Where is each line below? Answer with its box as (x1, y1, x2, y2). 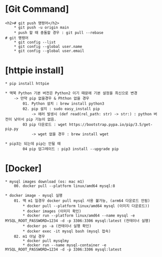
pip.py (5, 126, 19, 131)
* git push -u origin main (14, 25, 69, 30)
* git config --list (14, 39, 56, 45)
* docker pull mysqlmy (23, 238, 69, 243)
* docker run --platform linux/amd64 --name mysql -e (23, 213, 135, 218)
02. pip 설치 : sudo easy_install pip (23, 106, 100, 111)
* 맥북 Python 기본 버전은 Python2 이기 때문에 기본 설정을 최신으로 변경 (5, 90, 137, 96)
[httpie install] (5, 65, 64, 76)
